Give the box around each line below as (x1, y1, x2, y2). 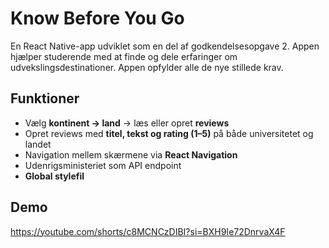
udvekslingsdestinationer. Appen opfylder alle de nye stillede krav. (10, 61, 284, 73)
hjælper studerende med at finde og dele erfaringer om (10, 50, 238, 62)
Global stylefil (24, 170, 85, 182)
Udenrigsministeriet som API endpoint (24, 159, 182, 171)
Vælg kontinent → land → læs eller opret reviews (24, 117, 230, 129)
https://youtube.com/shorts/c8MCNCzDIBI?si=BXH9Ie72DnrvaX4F (10, 225, 286, 237)
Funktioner (10, 90, 80, 107)
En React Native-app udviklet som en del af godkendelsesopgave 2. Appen (10, 40, 320, 52)
